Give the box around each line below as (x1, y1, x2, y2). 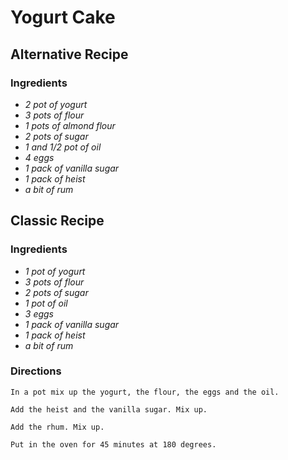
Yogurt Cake (10, 6, 116, 29)
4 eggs (24, 151, 55, 163)
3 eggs (24, 307, 54, 320)
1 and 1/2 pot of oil (24, 141, 102, 153)
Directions (10, 364, 62, 378)
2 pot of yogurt (24, 98, 88, 110)
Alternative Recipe (10, 46, 129, 63)
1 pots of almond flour (24, 119, 116, 131)
